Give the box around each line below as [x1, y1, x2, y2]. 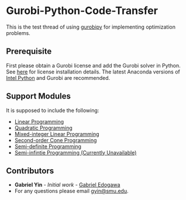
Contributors [6, 166, 54, 176]
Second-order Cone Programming [14, 136, 97, 143]
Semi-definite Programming [14, 143, 82, 150]
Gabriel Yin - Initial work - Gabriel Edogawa [14, 181, 120, 188]
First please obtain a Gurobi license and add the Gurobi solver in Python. [6, 62, 181, 69]
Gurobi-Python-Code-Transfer [6, 4, 158, 17]
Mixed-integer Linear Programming [14, 130, 99, 138]
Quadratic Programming [14, 124, 73, 131]
